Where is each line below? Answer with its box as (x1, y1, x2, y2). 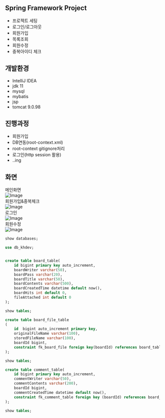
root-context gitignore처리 (12, 145, 65, 152)
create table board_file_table (5, 317, 69, 322)
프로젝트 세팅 (12, 17, 38, 24)
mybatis (12, 93, 28, 99)
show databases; (5, 236, 38, 241)
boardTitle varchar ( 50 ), (14, 277, 65, 281)
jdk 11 (12, 83, 24, 89)
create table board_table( (5, 258, 60, 263)
